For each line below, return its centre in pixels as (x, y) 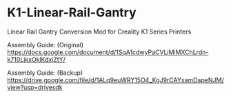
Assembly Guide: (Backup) (45, 73)
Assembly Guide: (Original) (46, 45)
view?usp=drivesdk (35, 87)
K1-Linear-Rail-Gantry (72, 13)
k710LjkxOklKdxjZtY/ (36, 59)
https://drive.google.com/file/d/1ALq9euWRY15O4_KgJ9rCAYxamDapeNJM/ (115, 79)
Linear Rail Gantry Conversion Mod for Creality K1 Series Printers (99, 32)
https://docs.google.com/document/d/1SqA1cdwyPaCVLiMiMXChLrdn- (108, 52)
